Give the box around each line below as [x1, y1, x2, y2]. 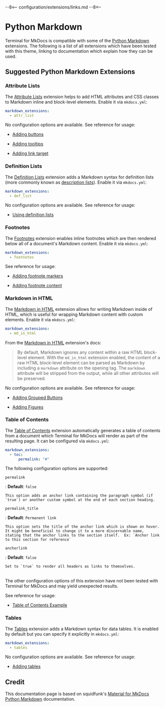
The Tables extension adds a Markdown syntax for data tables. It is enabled [5, 626, 159, 632]
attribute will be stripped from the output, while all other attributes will [17, 370, 159, 376]
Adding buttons [12, 132, 44, 137]
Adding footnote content [12, 283, 63, 289]
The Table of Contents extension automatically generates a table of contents [5, 427, 161, 433]
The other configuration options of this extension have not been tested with [5, 578, 159, 584]
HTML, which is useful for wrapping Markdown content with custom [5, 311, 143, 317]
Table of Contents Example [12, 602, 67, 608]
